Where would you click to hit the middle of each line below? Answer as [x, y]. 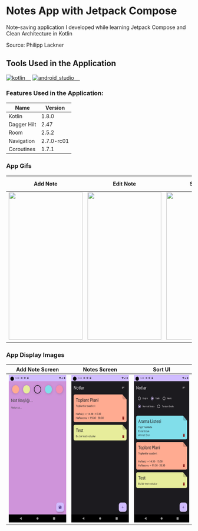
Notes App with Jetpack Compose [92, 11]
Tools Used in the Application [61, 63]
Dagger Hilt [22, 125]
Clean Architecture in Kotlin [39, 33]
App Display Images [35, 354]
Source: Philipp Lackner [35, 45]
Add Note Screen [37, 369]
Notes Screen [100, 369]
